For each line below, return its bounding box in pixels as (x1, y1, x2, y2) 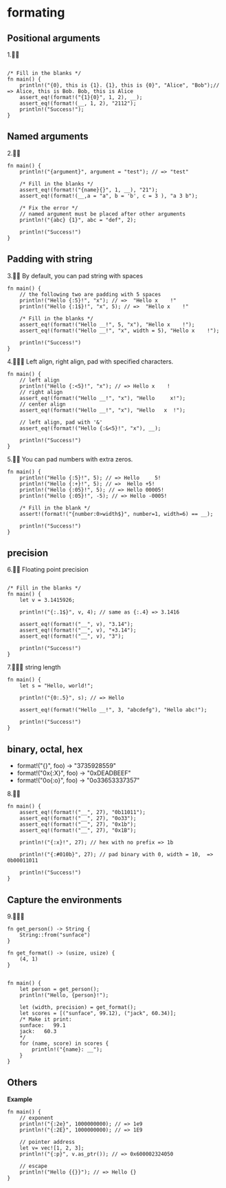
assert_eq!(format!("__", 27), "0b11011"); (19, 809, 146, 816)
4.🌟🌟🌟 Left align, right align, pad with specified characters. (7, 357, 174, 366)
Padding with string (7, 253, 93, 265)
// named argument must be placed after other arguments (19, 210, 186, 218)
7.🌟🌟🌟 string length (7, 663, 61, 671)
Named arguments (7, 131, 89, 143)
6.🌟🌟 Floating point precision (7, 565, 89, 574)
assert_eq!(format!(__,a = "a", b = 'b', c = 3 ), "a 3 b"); (19, 192, 198, 199)
